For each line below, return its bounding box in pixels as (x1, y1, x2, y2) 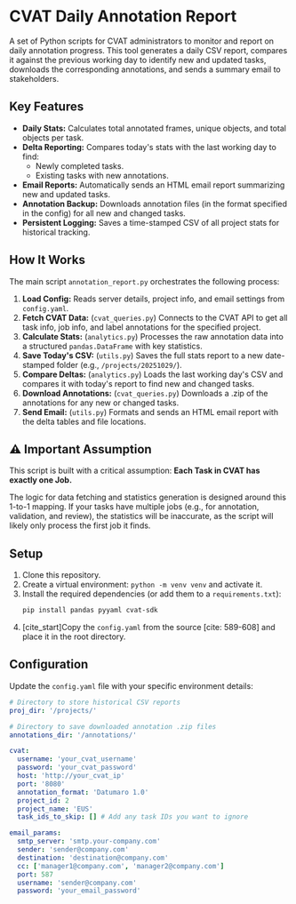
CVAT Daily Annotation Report (9, 6, 237, 27)
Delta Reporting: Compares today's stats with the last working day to (21, 141, 277, 152)
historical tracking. (21, 227, 91, 237)
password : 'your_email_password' (17, 886, 141, 895)
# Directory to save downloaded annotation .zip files (9, 722, 217, 731)
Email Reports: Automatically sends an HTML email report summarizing (21, 180, 285, 190)
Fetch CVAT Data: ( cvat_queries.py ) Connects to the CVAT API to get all (21, 312, 288, 323)
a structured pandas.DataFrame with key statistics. (21, 340, 203, 351)
